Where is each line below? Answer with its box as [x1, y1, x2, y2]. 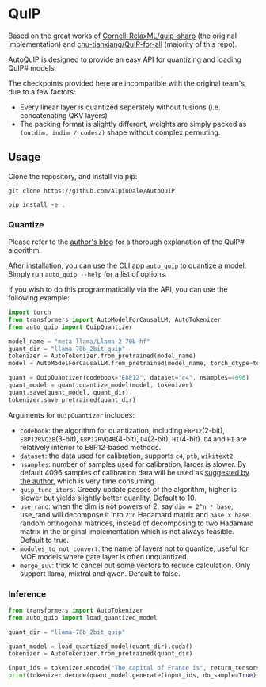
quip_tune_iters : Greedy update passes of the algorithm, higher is [19, 484, 237, 494]
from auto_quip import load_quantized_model [8, 613, 158, 622]
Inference [8, 588, 47, 599]
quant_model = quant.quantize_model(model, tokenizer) [8, 381, 193, 389]
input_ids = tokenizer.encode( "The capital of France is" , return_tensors [8, 664, 260, 672]
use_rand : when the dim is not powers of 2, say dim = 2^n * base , [19, 501, 234, 511]
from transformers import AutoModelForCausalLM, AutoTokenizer [8, 315, 222, 323]
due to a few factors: [8, 86, 76, 96]
